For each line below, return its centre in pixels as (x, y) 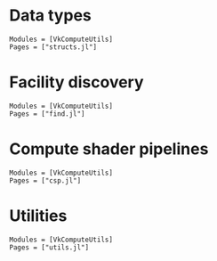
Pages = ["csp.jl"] (45, 180)
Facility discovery (76, 82)
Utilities (38, 216)
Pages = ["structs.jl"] (53, 47)
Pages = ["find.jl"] (48, 114)
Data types (50, 16)
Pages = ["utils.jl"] (49, 247)
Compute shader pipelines (109, 149)
